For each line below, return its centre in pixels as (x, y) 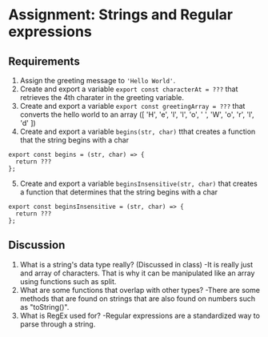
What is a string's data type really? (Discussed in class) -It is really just (136, 264)
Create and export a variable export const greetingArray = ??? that (132, 106)
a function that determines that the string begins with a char (119, 192)
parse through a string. (58, 324)
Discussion (37, 245)
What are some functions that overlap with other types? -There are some (140, 290)
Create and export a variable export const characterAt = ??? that (129, 89)
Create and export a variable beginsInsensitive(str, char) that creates (138, 183)
